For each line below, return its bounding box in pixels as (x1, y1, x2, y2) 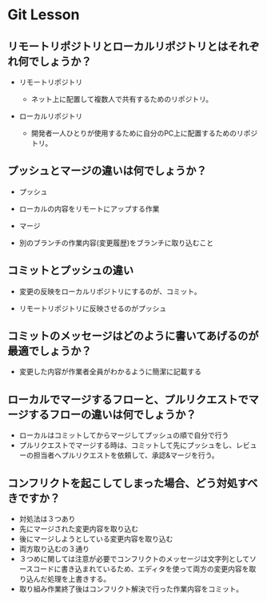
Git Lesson (7, 6, 80, 24)
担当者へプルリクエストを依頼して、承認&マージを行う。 (33, 450, 219, 460)
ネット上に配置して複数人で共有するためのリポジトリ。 (30, 95, 213, 103)
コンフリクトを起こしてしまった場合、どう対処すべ (7, 476, 258, 490)
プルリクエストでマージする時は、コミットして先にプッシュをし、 (18, 441, 237, 450)
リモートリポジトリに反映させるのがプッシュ (18, 303, 167, 313)
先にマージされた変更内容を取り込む (18, 524, 139, 534)
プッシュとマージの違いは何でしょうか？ (7, 164, 207, 178)
